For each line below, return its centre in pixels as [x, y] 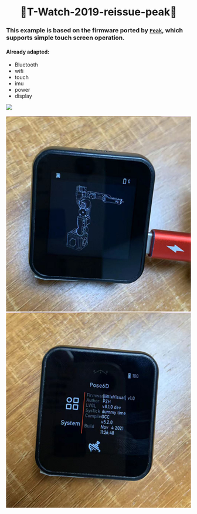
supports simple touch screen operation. [65, 38]
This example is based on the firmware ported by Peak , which [95, 31]
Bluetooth [26, 65]
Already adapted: [28, 52]
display [23, 96]
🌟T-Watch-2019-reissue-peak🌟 [98, 12]
